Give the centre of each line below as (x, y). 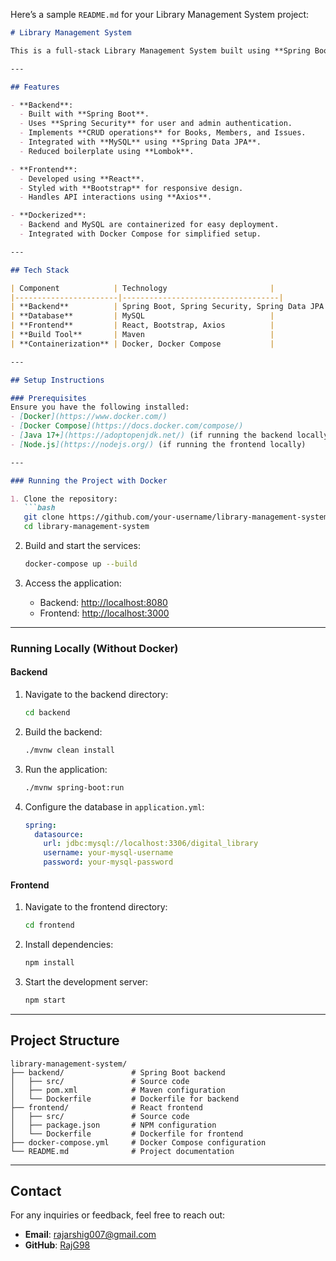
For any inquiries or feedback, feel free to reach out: (118, 1215)
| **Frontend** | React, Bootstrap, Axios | (142, 325)
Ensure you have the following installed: (100, 407)
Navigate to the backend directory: (96, 694)
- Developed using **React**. (82, 179)
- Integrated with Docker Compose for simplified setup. (140, 234)
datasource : (59, 834)
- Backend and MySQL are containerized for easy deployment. (149, 225)
